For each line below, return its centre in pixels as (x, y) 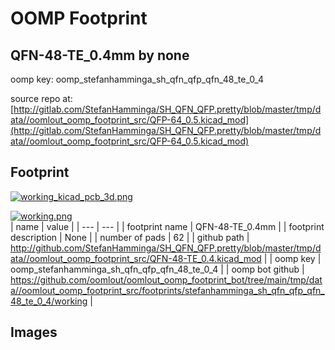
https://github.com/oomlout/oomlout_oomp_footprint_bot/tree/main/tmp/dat (166, 279)
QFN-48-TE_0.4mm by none (100, 55)
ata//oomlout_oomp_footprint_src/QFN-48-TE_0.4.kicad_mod (136, 258)
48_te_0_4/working (49, 301)
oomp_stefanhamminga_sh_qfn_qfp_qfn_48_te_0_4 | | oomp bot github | (157, 269)
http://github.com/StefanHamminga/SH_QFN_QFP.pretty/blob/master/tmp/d (166, 248)
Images (34, 332)
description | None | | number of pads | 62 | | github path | (130, 237)
